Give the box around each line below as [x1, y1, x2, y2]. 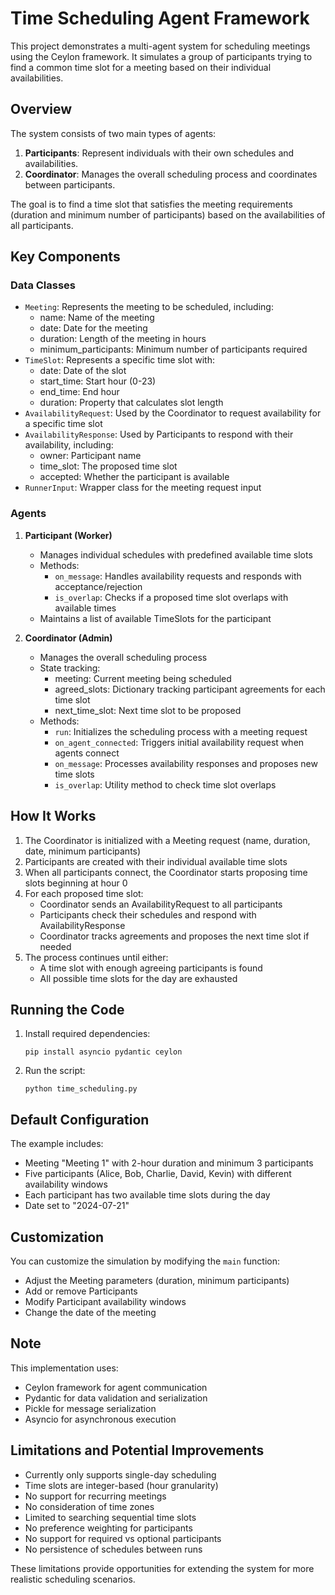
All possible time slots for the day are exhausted [39, 972, 238, 984]
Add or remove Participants [24, 1285, 138, 1297]
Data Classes [10, 278, 77, 292]
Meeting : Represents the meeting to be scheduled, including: [24, 301, 274, 313]
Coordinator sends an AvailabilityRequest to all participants [39, 898, 283, 910]
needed [39, 940, 72, 952]
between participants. [24, 178, 116, 191]
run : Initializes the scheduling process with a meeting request [54, 725, 308, 737]
